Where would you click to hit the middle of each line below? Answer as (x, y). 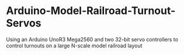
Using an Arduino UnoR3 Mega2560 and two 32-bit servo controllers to (92, 39)
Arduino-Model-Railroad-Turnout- (91, 11)
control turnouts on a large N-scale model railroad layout (74, 46)
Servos (24, 23)
